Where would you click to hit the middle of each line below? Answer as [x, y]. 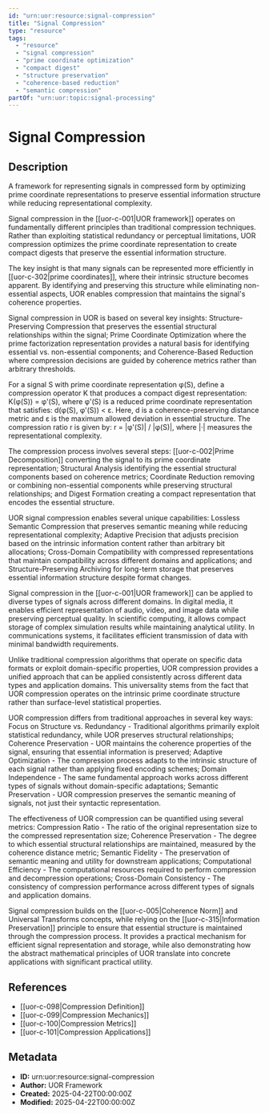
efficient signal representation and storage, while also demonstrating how [130, 945]
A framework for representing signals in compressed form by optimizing [127, 186]
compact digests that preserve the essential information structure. [117, 253]
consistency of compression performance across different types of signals [131, 887]
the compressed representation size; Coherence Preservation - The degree [132, 836]
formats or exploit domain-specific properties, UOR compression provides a [133, 668]
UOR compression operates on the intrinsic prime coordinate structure [124, 694]
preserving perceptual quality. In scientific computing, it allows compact [127, 619]
